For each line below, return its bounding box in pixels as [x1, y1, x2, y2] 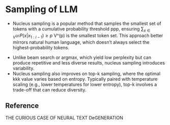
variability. [12, 65, 35, 71]
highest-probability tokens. [12, 44, 70, 50]
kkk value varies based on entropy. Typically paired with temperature [12, 76, 158, 82]
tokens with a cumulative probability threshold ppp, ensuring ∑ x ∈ [12, 25, 151, 33]
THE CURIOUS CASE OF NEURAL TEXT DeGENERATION [5, 115, 124, 121]
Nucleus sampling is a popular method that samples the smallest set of [12, 20, 161, 26]
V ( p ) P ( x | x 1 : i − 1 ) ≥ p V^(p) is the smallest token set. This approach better [12, 32, 163, 40]
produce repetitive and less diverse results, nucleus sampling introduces [12, 59, 165, 66]
